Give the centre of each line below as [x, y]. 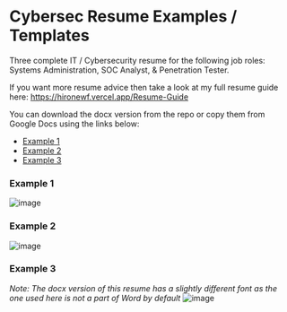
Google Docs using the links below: [74, 124]
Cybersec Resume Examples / [123, 17]
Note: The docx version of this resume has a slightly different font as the [143, 288]
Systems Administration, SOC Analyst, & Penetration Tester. [119, 70]
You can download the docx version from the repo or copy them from [137, 114]
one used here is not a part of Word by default [95, 298]
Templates [49, 35]
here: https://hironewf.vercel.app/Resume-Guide [99, 97]
